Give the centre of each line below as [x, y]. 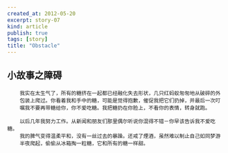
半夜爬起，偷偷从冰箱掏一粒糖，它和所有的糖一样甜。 [84, 143]
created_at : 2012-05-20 [42, 13]
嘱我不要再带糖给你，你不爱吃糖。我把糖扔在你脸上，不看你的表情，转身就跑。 [115, 108]
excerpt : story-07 [34, 20]
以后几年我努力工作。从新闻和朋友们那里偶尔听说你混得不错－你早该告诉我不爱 [115, 121]
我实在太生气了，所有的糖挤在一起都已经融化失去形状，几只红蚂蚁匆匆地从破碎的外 [120, 93]
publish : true [28, 33]
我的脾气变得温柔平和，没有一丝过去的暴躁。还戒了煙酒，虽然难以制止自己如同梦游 [120, 136]
